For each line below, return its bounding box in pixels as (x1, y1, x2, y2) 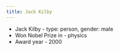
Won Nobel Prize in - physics (14, 31, 87, 39)
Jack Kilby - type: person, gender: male (14, 25, 114, 32)
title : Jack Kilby (6, 8, 52, 15)
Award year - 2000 (14, 38, 62, 45)
